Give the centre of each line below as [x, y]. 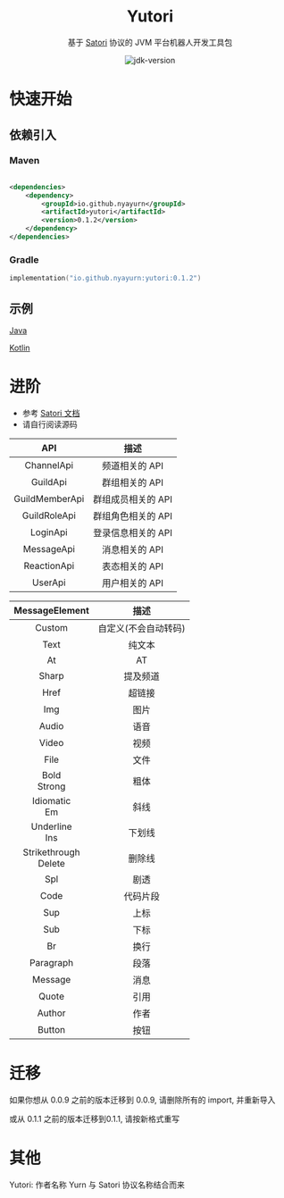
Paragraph [52, 962]
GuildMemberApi [49, 498]
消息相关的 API [132, 549]
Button [51, 1029]
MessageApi [49, 549]
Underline [52, 826]
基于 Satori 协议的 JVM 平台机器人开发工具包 [150, 42]
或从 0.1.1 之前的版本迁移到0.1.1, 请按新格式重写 [95, 1118]
